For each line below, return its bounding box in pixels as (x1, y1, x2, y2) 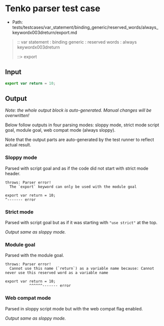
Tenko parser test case (5, 3, 100, 14)
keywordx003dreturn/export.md (12, 29, 77, 35)
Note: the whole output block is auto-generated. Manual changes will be (5, 107, 152, 113)
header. (5, 170, 21, 176)
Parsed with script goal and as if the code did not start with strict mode (5, 165, 148, 171)
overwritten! (5, 113, 29, 118)
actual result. (5, 142, 31, 148)
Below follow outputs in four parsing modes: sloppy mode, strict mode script (5, 122, 160, 128)
